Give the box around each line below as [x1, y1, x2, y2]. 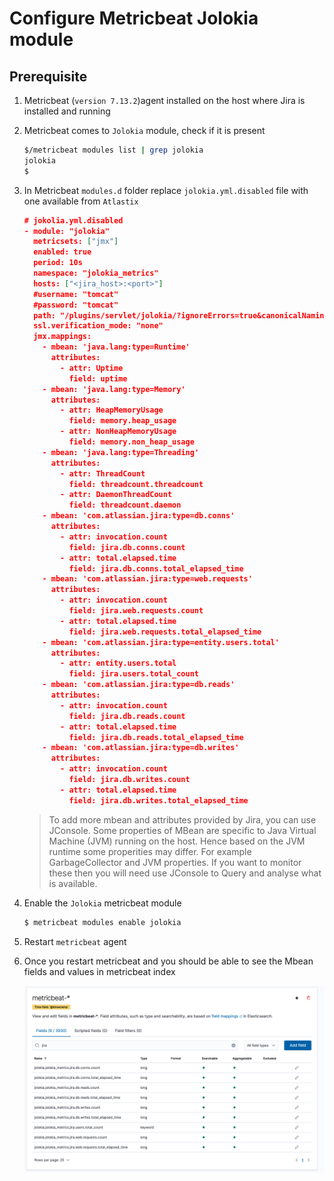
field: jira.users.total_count [68, 669, 200, 679]
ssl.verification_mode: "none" [33, 321, 164, 331]
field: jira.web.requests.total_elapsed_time [68, 627, 262, 637]
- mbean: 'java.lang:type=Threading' [42, 447, 200, 457]
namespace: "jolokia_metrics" [33, 268, 159, 278]
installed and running [23, 105, 111, 117]
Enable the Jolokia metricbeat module [23, 897, 182, 909]
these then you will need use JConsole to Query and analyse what [48, 867, 322, 879]
